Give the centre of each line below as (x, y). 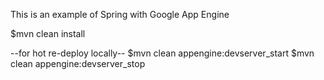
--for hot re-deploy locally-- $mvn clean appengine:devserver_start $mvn (162, 53)
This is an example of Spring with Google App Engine (120, 14)
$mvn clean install (48, 33)
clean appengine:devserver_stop (78, 63)
